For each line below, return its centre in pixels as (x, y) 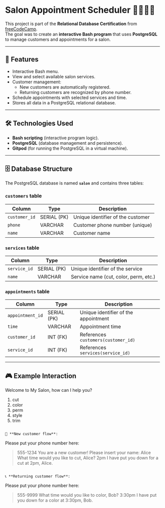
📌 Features (22, 59)
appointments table (27, 291)
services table (22, 248)
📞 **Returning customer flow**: (38, 476)
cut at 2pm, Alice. (35, 463)
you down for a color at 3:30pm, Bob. (55, 500)
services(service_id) (105, 353)
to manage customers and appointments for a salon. (58, 39)
